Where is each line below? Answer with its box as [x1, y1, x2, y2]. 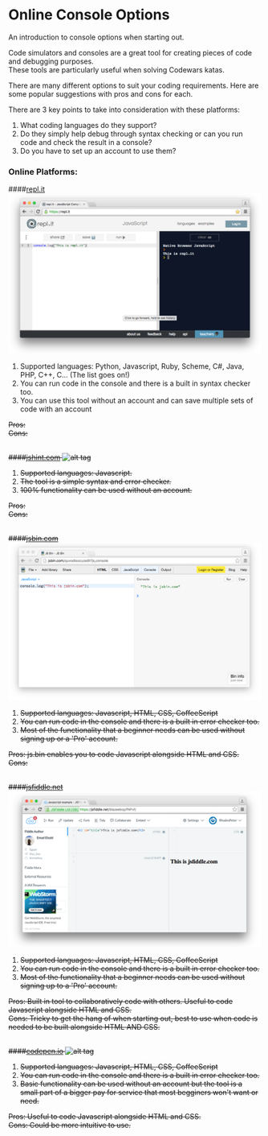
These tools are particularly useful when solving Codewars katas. [8, 64, 225, 74]
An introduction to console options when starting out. [8, 32, 185, 42]
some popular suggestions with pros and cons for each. [8, 89, 193, 98]
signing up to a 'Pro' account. [19, 981, 118, 990]
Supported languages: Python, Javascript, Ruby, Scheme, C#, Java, [19, 361, 245, 371]
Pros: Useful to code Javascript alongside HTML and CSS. [8, 1111, 201, 1121]
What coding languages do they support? [19, 120, 157, 130]
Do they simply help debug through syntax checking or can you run [19, 129, 243, 138]
